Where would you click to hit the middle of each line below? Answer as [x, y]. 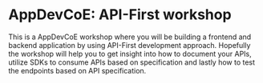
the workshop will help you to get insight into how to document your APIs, [130, 53]
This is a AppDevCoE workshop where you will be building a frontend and [130, 37]
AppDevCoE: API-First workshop [120, 15]
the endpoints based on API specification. [77, 70]
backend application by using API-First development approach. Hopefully [129, 45]
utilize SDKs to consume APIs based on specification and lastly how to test [131, 62]
